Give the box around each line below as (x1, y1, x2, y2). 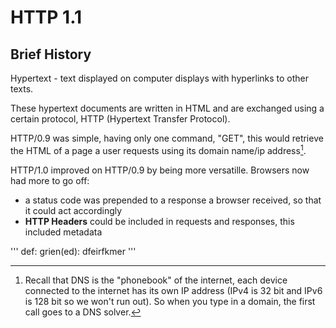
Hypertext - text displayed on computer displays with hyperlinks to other (10, 72, 310, 84)
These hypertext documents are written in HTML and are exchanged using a (10, 102, 325, 114)
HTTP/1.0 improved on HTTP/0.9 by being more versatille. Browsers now (10, 164, 310, 176)
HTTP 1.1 (10, 6, 83, 29)
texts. (10, 83, 34, 95)
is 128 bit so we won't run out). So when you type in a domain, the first (24, 295, 316, 307)
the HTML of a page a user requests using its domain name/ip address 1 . (10, 143, 307, 156)
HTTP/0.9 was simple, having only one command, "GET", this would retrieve (10, 132, 324, 144)
